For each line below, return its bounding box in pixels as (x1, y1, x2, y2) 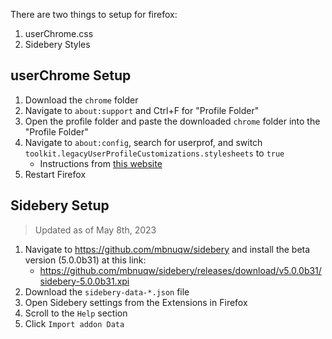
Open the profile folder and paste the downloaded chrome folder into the (24, 115, 321, 127)
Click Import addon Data (24, 317, 125, 329)
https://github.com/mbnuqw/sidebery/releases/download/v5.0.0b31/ (39, 264, 322, 276)
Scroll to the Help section (24, 307, 128, 319)
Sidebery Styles (24, 39, 91, 50)
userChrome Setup (10, 67, 132, 84)
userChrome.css (24, 28, 94, 39)
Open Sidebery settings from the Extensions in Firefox (24, 296, 248, 308)
